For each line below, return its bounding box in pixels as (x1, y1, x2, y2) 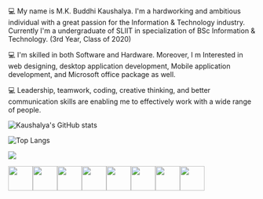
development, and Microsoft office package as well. (8, 70, 176, 79)
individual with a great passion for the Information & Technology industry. (8, 18, 246, 27)
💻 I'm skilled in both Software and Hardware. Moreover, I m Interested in (8, 50, 243, 59)
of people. (8, 105, 42, 114)
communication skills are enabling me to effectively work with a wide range (8, 97, 252, 106)
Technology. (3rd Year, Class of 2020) (8, 35, 132, 43)
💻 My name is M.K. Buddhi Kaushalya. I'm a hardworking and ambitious (8, 6, 241, 16)
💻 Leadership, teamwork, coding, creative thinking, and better (8, 86, 210, 94)
